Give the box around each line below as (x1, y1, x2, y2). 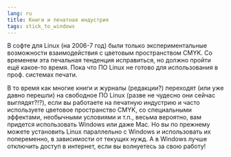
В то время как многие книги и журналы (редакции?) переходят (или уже (7, 84, 225, 93)
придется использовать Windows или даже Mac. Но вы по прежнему (7, 121, 210, 129)
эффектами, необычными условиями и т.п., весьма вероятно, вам (7, 113, 201, 121)
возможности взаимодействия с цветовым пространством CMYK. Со (7, 49, 213, 57)
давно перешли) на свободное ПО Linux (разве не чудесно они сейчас (7, 91, 216, 99)
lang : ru (7, 10, 32, 17)
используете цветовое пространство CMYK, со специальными (7, 106, 192, 114)
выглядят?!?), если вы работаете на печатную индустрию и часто (7, 99, 201, 107)
